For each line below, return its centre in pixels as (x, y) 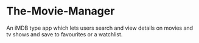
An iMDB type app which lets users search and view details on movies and (100, 28)
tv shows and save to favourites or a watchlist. (65, 34)
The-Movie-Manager (61, 11)
